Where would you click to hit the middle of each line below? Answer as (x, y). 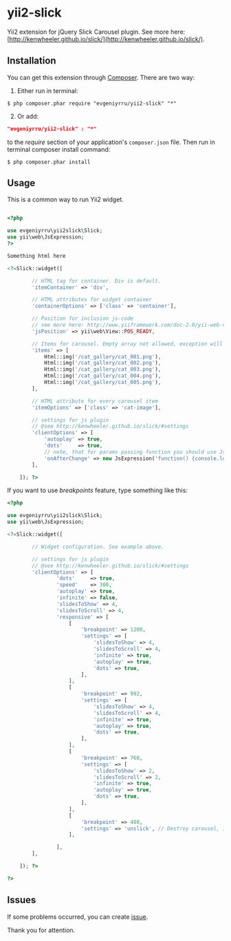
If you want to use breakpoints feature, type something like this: (97, 490)
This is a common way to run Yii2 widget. (65, 200)
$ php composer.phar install (49, 162)
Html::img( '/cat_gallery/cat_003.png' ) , (102, 370)
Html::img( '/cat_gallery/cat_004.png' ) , (102, 376)
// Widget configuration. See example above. (98, 547)
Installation (32, 61)
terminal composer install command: (59, 149)
